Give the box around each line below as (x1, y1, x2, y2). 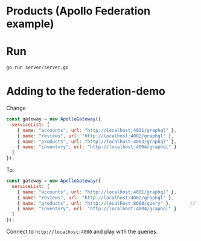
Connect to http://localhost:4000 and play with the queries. (6, 228, 158, 236)
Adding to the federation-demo (6, 84, 166, 98)
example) (6, 17, 54, 31)
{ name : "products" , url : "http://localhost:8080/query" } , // (17, 200, 196, 206)
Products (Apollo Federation (6, 4, 151, 18)
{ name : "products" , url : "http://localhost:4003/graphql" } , (17, 139, 177, 145)
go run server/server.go (6, 64, 69, 70)
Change (6, 104, 26, 112)
